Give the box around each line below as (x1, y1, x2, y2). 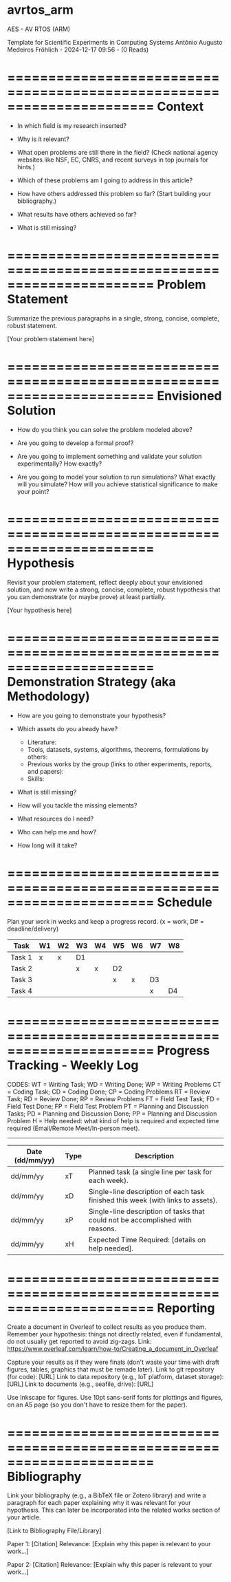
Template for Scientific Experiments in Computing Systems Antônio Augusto (7, 38, 223, 46)
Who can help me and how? (16, 827, 96, 836)
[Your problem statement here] (7, 334, 95, 343)
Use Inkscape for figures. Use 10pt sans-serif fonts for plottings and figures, (7, 1394, 223, 1402)
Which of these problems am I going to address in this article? (16, 176, 193, 184)
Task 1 (10, 952, 33, 962)
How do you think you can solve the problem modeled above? (16, 425, 192, 433)
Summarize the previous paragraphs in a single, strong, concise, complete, (7, 314, 220, 322)
